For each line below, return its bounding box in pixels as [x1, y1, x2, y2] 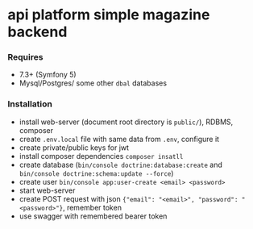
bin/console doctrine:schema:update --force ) [19, 168, 174, 178]
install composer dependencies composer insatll [19, 151, 184, 160]
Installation [7, 98, 53, 110]
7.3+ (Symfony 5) [19, 70, 77, 80]
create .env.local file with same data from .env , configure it [19, 134, 219, 144]
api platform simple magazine [7, 6, 210, 24]
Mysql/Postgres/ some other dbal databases [19, 78, 167, 88]
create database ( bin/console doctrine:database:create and [19, 160, 223, 169]
